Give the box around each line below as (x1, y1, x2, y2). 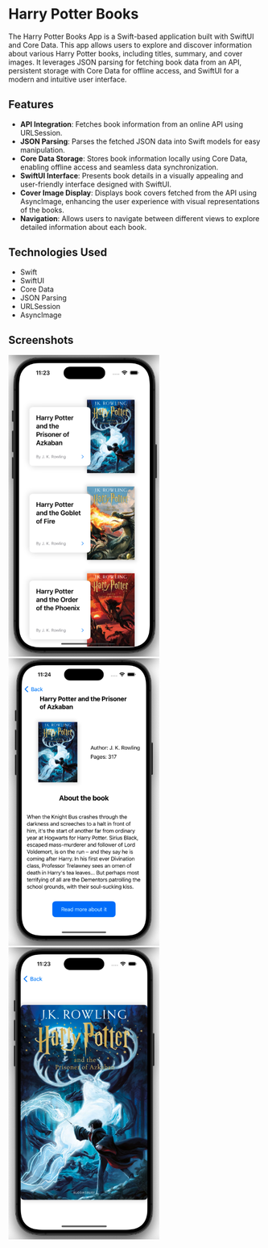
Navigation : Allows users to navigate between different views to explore (19, 213, 260, 223)
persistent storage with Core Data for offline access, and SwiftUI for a (8, 65, 240, 75)
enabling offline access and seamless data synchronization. (19, 162, 219, 172)
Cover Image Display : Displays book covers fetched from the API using (19, 187, 258, 198)
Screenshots (8, 333, 74, 347)
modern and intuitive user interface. (8, 74, 127, 84)
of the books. (19, 205, 64, 215)
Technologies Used (8, 245, 107, 259)
